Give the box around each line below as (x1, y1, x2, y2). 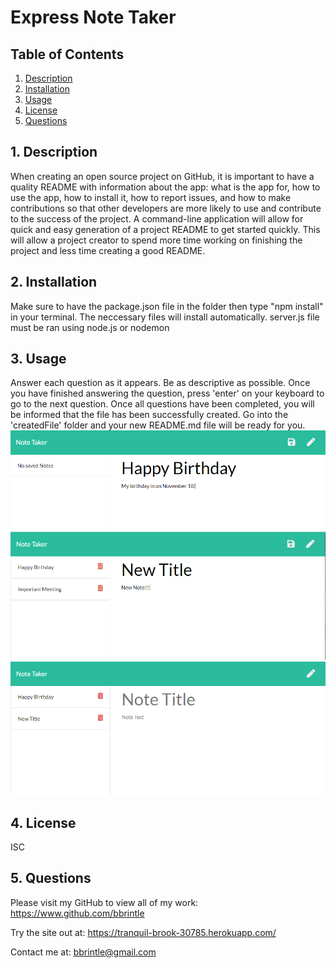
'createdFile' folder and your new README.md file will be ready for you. (10, 419, 306, 431)
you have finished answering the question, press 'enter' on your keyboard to (10, 387, 325, 400)
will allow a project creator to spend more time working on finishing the (10, 234, 303, 246)
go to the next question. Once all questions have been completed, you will (10, 398, 315, 410)
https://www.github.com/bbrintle (10, 907, 145, 919)
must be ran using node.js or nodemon (10, 321, 170, 333)
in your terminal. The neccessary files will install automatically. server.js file (10, 311, 320, 323)
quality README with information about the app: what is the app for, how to (10, 181, 321, 193)
